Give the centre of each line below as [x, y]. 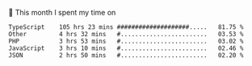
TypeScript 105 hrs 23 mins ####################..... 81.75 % [126, 27]
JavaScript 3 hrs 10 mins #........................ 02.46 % [126, 48]
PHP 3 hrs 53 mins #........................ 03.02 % [126, 41]
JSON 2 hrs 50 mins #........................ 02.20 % [126, 56]
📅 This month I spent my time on [62, 12]
